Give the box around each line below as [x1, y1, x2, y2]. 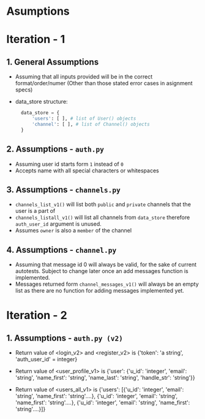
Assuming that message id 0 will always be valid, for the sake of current [15, 261, 197, 268]
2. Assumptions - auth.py [6, 144, 105, 155]
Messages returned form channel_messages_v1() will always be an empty [15, 280, 199, 288]
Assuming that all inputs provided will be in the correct [15, 73, 153, 80]
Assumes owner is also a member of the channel [15, 227, 132, 234]
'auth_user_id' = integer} [15, 356, 78, 363]
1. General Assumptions [6, 56, 99, 67]
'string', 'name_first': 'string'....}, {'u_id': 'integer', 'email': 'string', [15, 393, 178, 400]
